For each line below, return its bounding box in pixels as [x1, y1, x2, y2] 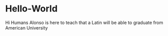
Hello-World [5, 3, 58, 14]
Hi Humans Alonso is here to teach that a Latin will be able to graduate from [5, 19, 163, 25]
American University [5, 24, 48, 30]
